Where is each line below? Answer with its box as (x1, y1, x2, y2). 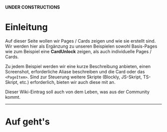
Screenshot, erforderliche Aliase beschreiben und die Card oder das (5, 68, 145, 74)
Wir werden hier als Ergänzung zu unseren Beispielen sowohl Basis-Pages (5, 43, 158, 49)
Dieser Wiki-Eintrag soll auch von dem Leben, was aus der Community (5, 89, 150, 95)
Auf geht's (5, 116, 50, 128)
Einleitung (5, 22, 48, 33)
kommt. (5, 94, 21, 100)
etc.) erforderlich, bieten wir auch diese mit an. (19, 79, 116, 85)
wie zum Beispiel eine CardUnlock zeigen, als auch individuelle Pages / (5, 48, 152, 54)
